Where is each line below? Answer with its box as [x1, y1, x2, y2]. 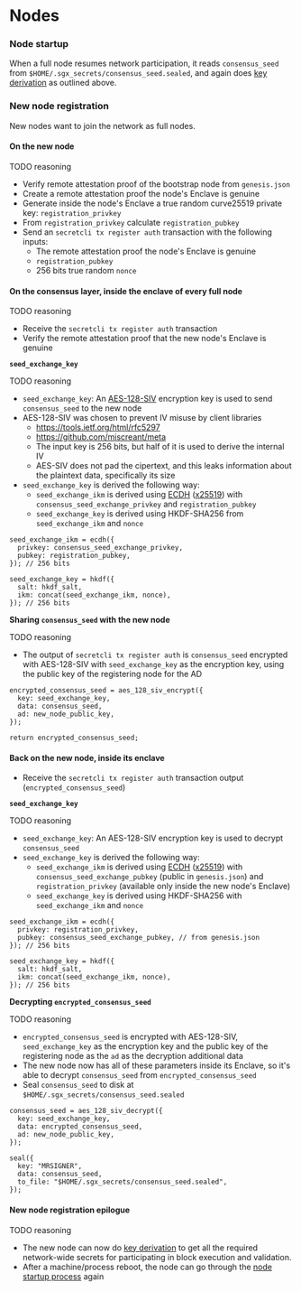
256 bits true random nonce [35, 265, 137, 275]
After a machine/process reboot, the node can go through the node [22, 1261, 273, 1272]
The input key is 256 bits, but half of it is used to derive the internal [35, 441, 285, 452]
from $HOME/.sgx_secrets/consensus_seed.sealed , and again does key [9, 68, 268, 79]
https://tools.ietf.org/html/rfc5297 [35, 422, 160, 433]
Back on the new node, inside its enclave [9, 752, 165, 763]
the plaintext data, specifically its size [35, 470, 176, 481]
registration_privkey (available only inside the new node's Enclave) [35, 881, 291, 892]
